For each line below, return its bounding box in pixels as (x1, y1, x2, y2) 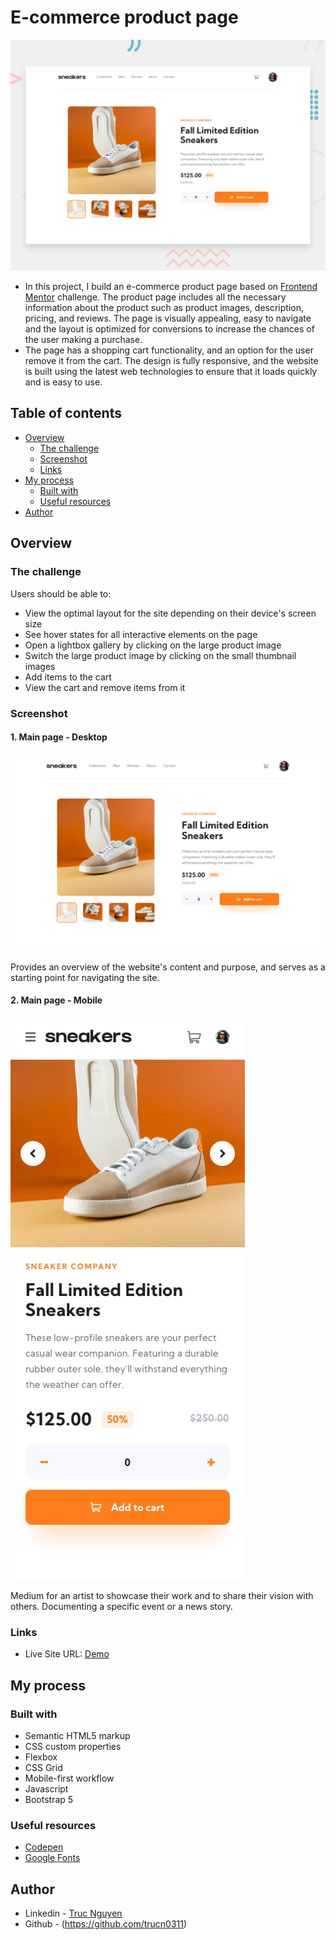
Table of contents (10, 405, 122, 422)
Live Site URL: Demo (24, 1648, 110, 1660)
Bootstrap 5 (24, 1793, 74, 1805)
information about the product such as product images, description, (24, 302, 304, 314)
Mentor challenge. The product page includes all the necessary (24, 291, 287, 303)
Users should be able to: (10, 587, 112, 600)
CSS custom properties (24, 1740, 122, 1752)
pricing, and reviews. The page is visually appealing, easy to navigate (24, 312, 312, 325)
